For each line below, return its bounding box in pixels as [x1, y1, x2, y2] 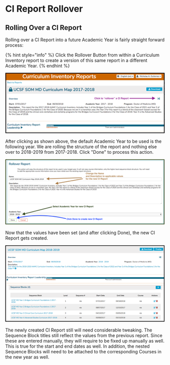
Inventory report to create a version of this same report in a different [5, 57, 148, 63]
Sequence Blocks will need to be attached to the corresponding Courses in [5, 349, 162, 355]
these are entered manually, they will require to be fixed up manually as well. [5, 338, 164, 344]
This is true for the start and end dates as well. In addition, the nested [5, 343, 150, 349]
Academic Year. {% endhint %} [5, 63, 70, 69]
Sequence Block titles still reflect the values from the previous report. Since [5, 333, 163, 339]
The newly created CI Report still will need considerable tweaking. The [5, 327, 153, 333]
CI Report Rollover [5, 3, 83, 15]
